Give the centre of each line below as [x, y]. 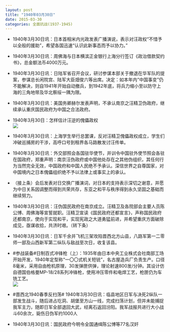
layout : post [19, 10]
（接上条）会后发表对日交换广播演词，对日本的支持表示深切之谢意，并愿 [88, 183]
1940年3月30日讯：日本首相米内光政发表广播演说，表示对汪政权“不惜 [85, 39]
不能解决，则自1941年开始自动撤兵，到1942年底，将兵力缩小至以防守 [84, 86]
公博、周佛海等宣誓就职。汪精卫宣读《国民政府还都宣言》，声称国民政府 [87, 213]
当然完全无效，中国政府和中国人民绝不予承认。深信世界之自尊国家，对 [90, 166]
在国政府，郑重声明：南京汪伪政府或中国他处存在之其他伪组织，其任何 [86, 160]
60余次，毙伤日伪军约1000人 [47, 313]
